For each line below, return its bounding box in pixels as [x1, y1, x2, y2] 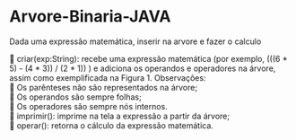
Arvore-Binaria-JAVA [9, 6, 171, 27]
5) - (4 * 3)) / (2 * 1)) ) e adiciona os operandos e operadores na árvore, [9, 63, 276, 74]
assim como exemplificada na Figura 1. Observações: [9, 72, 206, 83]
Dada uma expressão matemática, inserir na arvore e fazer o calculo [9, 36, 262, 47]
